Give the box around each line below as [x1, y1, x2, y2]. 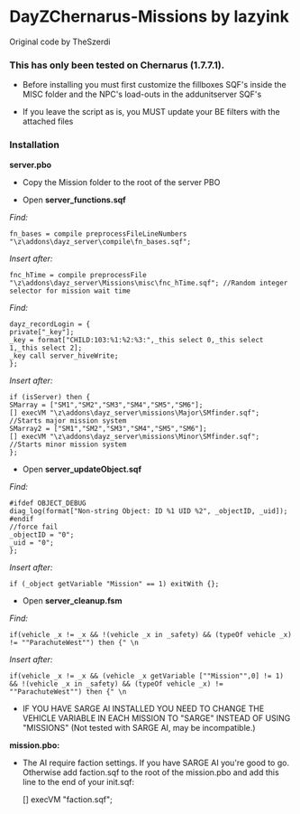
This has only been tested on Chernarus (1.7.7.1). [9, 59, 225, 71]
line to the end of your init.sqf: [22, 776, 135, 787]
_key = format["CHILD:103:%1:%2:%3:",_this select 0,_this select [9, 335, 264, 344]
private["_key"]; [9, 327, 75, 336]
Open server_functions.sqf [22, 194, 126, 205]
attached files [22, 116, 74, 127]
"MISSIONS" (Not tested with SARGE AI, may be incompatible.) [22, 722, 256, 733]
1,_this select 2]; [9, 343, 83, 352]
